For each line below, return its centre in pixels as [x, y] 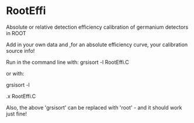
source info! [20, 50]
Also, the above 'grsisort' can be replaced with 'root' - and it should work [94, 107]
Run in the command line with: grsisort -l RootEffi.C [68, 62]
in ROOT [16, 33]
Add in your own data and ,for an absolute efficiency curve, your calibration [97, 45]
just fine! [17, 114]
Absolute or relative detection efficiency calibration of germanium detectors [97, 27]
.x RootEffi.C [21, 96]
